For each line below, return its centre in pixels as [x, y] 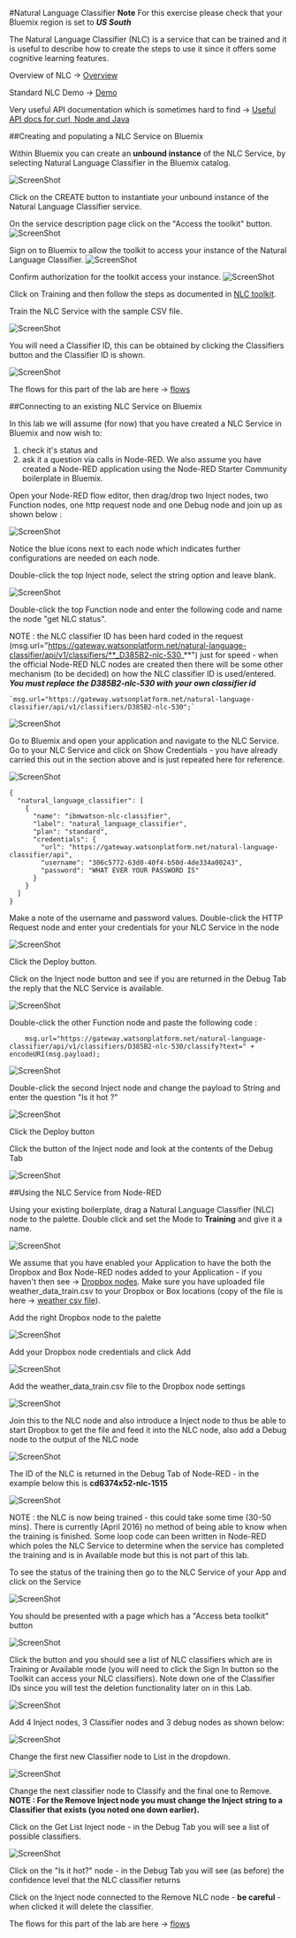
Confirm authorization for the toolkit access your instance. [115, 277]
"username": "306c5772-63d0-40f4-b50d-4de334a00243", [142, 863]
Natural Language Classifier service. [76, 206]
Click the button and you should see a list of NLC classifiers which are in [140, 1659]
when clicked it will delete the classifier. [81, 1907]
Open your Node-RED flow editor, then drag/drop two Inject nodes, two [139, 496]
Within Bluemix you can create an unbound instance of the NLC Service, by [148, 153]
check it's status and [60, 450]
